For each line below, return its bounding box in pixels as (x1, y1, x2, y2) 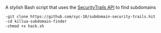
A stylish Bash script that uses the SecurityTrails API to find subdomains (5, 5, 156, 10)
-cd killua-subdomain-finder (5, 19, 67, 24)
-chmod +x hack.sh (5, 23, 44, 28)
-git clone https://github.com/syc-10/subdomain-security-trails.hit (5, 14, 156, 19)
